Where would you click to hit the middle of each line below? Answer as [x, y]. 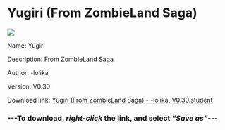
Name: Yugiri [26, 45]
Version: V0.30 [29, 86]
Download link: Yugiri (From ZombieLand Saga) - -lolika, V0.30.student [110, 100]
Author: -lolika [28, 72]
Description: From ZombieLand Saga [61, 59]
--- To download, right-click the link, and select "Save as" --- [113, 118]
